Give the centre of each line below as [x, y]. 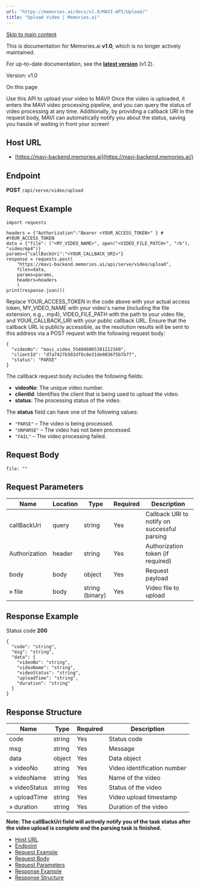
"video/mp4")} [24, 248]
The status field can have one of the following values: [72, 412]
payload [157, 578]
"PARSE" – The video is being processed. [64, 423]
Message [122, 749]
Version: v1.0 [22, 75]
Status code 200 [27, 631]
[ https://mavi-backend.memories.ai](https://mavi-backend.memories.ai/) [104, 157]
